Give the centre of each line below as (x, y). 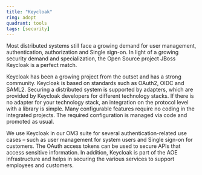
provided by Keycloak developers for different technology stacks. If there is (100, 96)
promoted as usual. (30, 122)
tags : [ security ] (28, 29)
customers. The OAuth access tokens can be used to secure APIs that (93, 146)
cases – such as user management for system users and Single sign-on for (99, 140)
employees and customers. (40, 165)
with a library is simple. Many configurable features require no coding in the (101, 109)
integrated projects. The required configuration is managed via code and (97, 115)
